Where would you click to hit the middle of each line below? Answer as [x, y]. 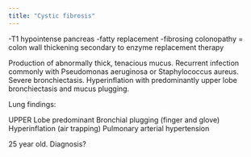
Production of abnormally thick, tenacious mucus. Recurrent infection [124, 63]
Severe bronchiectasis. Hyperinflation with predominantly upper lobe [123, 80]
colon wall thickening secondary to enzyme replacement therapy [116, 47]
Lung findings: [32, 104]
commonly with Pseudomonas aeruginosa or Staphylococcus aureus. [124, 71]
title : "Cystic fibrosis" [52, 16]
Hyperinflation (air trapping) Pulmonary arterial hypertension [109, 128]
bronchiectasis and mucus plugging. [69, 89]
